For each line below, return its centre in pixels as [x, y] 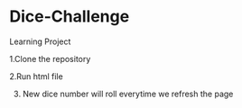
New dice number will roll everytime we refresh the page [128, 94]
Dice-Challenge [70, 17]
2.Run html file [36, 76]
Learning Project [40, 41]
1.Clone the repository [50, 58]
